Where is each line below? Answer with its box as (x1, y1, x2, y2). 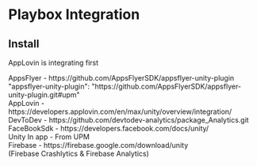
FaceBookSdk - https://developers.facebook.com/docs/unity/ (8, 124, 209, 133)
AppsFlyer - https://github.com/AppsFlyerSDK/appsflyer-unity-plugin (8, 74, 235, 82)
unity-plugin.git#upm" (8, 90, 81, 100)
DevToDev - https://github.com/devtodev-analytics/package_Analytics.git (8, 115, 249, 124)
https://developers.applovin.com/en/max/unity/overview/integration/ (8, 107, 232, 116)
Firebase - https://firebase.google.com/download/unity (8, 141, 189, 149)
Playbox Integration (8, 6, 140, 24)
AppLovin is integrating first (8, 58, 99, 67)
